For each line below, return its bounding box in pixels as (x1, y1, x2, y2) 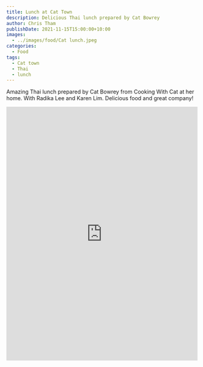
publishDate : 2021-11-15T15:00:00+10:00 (6, 26, 111, 32)
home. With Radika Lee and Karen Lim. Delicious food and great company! (6, 95, 194, 102)
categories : (6, 43, 37, 49)
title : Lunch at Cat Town (6, 9, 72, 15)
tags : (6, 54, 20, 60)
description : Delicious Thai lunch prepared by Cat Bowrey (6, 15, 160, 21)
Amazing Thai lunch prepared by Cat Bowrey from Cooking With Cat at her (6, 88, 194, 95)
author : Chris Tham (6, 20, 56, 26)
